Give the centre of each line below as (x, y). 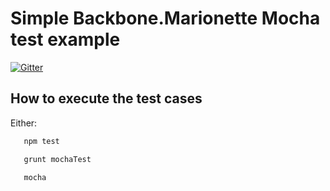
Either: (24, 123)
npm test (41, 141)
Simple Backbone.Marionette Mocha (165, 18)
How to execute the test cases (106, 98)
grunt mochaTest (57, 159)
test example (65, 39)
